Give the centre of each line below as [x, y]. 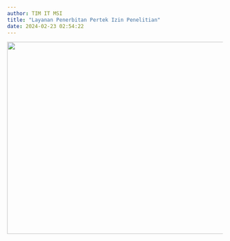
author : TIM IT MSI [35, 13]
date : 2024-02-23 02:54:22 [46, 26]
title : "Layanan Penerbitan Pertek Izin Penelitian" [84, 20]
